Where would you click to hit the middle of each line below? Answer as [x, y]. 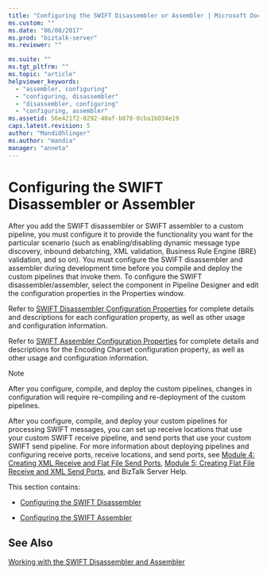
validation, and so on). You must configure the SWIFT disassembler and [126, 260]
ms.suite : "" [30, 60]
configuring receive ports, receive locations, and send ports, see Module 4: [132, 455]
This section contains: [44, 487]
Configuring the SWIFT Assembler [76, 518]
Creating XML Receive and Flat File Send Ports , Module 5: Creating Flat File [132, 463]
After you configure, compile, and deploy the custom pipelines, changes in [130, 389]
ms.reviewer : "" [35, 45]
